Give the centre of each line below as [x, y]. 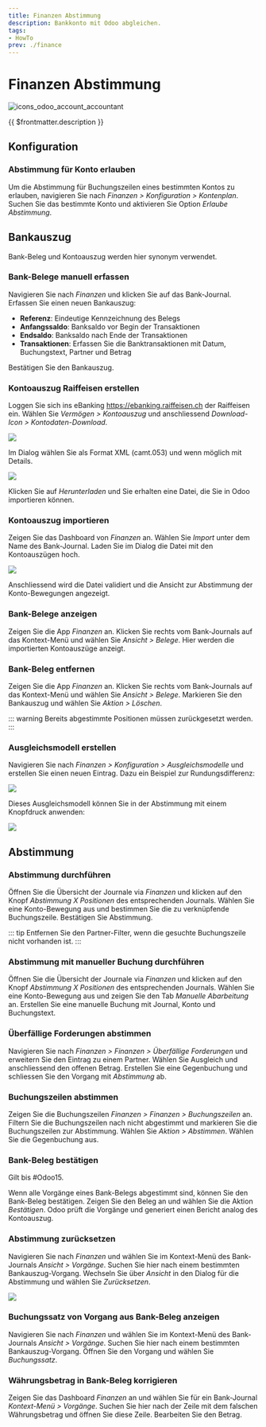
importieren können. [41, 500]
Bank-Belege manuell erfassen [69, 277]
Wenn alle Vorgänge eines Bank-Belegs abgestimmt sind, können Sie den [128, 1193]
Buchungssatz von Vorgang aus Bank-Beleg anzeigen [114, 1317]
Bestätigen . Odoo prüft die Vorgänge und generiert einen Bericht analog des [133, 1210]
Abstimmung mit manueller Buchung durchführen [106, 962]
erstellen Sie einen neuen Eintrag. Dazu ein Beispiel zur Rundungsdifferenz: [132, 773]
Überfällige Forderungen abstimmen [80, 1033]
